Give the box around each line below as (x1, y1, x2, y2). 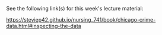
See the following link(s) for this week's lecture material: (6, 5, 144, 12)
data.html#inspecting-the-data (6, 23, 81, 29)
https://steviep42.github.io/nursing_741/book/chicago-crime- (6, 16, 156, 23)
